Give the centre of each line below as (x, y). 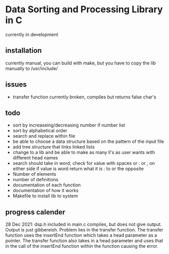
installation (24, 50)
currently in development (32, 34)
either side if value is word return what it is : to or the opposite (78, 169)
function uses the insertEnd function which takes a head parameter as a (81, 235)
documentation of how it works (46, 190)
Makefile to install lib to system (45, 196)
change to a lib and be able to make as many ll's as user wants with (84, 153)
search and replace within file (44, 136)
